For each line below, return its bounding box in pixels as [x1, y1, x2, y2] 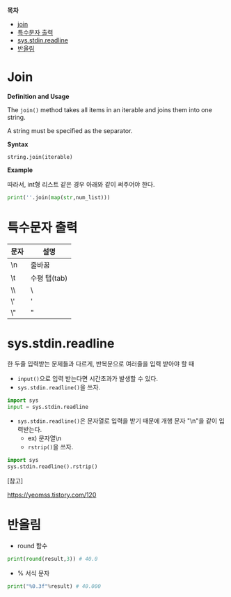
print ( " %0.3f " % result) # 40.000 [7, 583, 101, 590]
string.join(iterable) [7, 153, 73, 160]
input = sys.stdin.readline [7, 403, 89, 410]
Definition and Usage [7, 92, 70, 100]
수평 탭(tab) [30, 273, 68, 283]
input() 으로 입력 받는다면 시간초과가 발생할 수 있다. [17, 374, 159, 382]
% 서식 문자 [17, 569, 50, 577]
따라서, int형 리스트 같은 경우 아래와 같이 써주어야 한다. [7, 180, 155, 188]
